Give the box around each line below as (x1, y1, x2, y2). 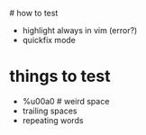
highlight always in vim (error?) (22, 25, 138, 35)
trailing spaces (22, 105, 78, 116)
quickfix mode (22, 35, 77, 45)
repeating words (22, 114, 84, 125)
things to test (9, 67, 111, 86)
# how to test (9, 8, 59, 18)
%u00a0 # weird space (22, 95, 110, 106)
